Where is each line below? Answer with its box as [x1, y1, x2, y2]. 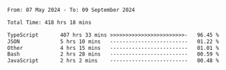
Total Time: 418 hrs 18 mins [7, 19, 92, 26]
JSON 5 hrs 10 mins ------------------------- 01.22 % [7, 38, 219, 45]
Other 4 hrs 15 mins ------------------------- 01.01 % [7, 44, 219, 51]
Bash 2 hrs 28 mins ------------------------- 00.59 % [7, 51, 219, 58]
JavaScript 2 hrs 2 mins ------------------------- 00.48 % [7, 58, 219, 64]
